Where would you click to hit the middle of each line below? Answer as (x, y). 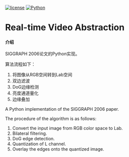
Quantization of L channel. (39, 144)
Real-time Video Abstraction (65, 28)
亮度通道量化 (25, 93)
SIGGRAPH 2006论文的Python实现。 (43, 54)
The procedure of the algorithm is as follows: (51, 119)
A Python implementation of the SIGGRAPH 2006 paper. (62, 109)
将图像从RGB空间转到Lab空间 (42, 75)
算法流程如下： (20, 64)
